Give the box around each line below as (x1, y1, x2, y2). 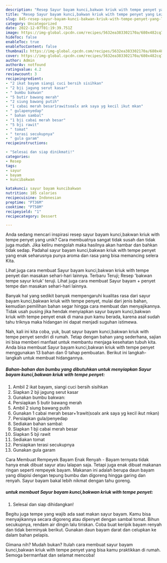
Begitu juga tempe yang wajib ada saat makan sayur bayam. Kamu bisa (5, 511, 151, 517)
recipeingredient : (5, 76, 44, 81)
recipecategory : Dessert (5, 214, 57, 219)
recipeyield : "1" (5, 209, 42, 214)
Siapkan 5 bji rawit (12, 431, 51, 437)
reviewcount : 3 (5, 72, 37, 77)
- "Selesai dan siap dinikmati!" (5, 149, 75, 155)
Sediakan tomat (12, 436, 45, 443)
